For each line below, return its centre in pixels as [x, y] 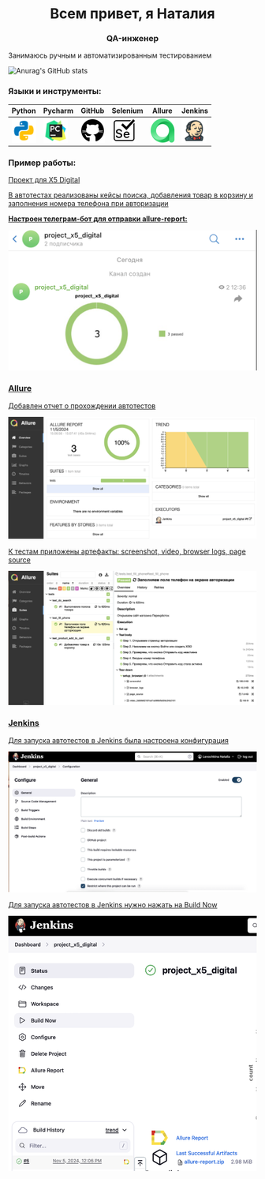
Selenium [127, 111]
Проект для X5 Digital [44, 180]
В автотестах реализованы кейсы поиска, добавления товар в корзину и [131, 195]
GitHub [93, 111]
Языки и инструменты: [55, 92]
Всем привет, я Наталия [132, 14]
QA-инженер [132, 39]
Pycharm [58, 111]
